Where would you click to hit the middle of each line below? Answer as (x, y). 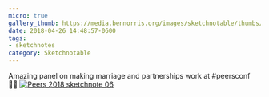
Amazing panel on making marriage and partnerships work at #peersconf (129, 76)
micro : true (28, 16)
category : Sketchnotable (50, 53)
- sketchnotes (32, 46)
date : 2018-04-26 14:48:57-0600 (62, 30)
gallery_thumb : (34, 23)
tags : (17, 38)
